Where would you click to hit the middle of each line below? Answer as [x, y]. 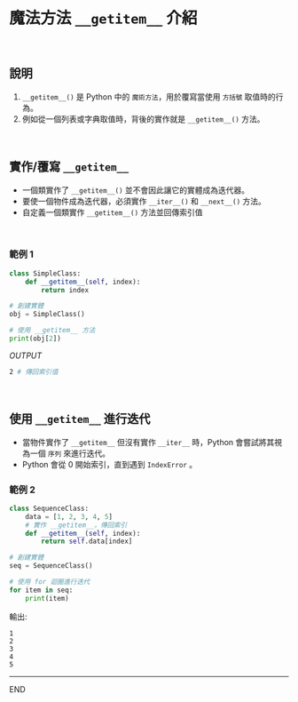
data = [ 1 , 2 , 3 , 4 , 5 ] [69, 516]
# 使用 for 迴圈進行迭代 [50, 582]
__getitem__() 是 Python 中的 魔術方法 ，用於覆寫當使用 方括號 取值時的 [149, 96]
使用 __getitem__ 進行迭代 [80, 419]
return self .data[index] [87, 542]
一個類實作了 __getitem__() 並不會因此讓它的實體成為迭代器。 [136, 190]
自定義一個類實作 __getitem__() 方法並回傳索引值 [112, 212]
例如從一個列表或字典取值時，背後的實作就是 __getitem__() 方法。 [143, 119]
